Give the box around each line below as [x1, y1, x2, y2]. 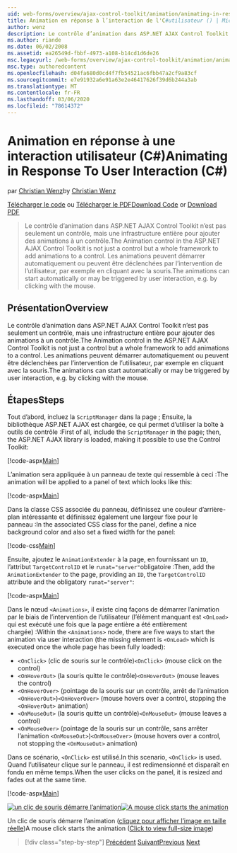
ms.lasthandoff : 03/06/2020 [7, 96, 90, 103]
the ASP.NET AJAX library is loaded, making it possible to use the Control [7, 435, 221, 444]
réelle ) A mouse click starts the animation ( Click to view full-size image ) [7, 824, 214, 832]
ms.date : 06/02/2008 [7, 43, 68, 50]
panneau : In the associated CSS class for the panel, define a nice [7, 520, 197, 529]
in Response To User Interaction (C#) [7, 164, 228, 179]
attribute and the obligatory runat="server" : [7, 578, 135, 586]
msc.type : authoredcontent [7, 63, 87, 70]
